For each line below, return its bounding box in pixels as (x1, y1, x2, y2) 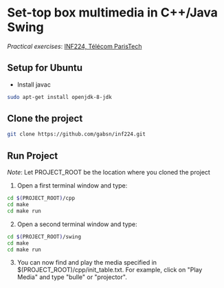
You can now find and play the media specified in (16, 258, 157, 267)
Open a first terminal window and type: (16, 181, 128, 190)
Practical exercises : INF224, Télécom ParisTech (7, 42, 142, 50)
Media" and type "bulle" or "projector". (16, 273, 127, 281)
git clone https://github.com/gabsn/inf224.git (7, 131, 146, 138)
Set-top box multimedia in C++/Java (7, 5, 219, 21)
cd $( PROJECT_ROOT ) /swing (7, 233, 81, 240)
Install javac (16, 80, 52, 89)
